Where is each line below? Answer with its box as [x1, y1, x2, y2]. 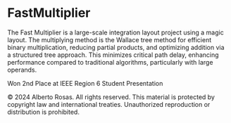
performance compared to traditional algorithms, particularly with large [7, 58, 213, 66]
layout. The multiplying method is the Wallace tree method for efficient [7, 35, 212, 44]
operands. [7, 65, 37, 74]
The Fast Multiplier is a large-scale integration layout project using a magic [7, 28, 224, 37]
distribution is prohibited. [7, 108, 80, 116]
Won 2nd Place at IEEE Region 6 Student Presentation [7, 79, 163, 87]
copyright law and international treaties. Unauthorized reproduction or [7, 100, 211, 108]
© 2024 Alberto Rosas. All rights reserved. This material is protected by [7, 93, 215, 101]
